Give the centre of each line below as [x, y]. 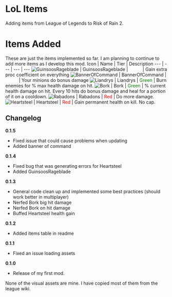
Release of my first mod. [39, 273]
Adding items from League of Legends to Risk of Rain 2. [64, 23]
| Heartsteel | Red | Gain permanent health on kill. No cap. [94, 102]
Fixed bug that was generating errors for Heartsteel [67, 166]
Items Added [33, 44]
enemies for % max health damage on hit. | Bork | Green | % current [85, 85]
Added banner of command [42, 146]
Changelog [23, 118]
